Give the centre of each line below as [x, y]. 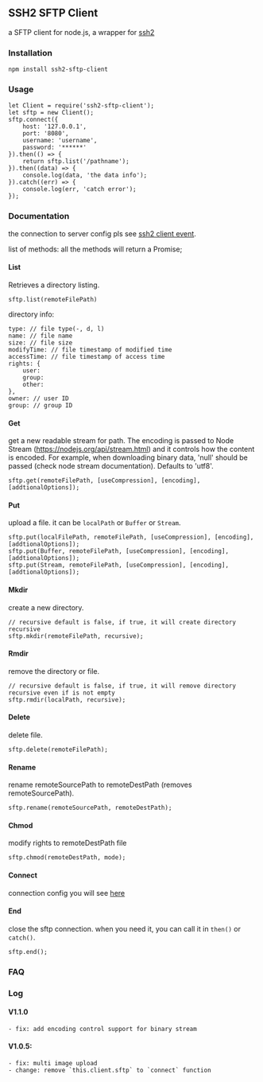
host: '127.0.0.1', [55, 126]
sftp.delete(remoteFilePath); [58, 749]
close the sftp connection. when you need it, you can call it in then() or [124, 928]
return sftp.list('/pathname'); [76, 162]
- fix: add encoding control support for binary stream [102, 1029]
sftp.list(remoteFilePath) [53, 299]
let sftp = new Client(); [51, 113]
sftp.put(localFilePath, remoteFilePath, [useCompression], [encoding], [131, 537]
